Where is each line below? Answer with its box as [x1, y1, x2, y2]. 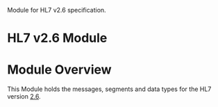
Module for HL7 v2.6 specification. [7, 6, 106, 14]
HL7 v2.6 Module [7, 31, 108, 46]
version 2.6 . [7, 92, 41, 101]
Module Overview [7, 62, 112, 78]
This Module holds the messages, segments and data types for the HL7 [7, 85, 212, 93]
